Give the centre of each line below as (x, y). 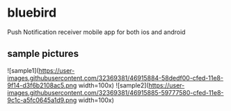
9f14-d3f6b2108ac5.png (42, 85)
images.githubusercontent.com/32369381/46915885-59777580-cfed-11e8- (115, 92)
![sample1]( (23, 70)
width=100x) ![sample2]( (113, 85)
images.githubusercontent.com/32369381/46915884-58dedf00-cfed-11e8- (115, 78)
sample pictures (43, 54)
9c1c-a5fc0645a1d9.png (42, 100)
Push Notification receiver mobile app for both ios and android (96, 32)
